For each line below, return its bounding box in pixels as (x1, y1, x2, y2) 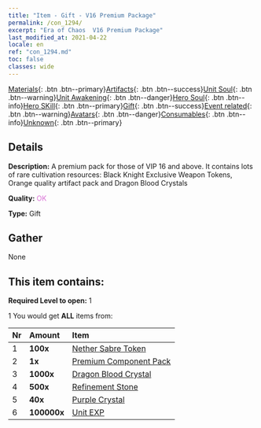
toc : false (8, 56, 44, 64)
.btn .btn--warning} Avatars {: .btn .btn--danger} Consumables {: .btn (8, 109, 226, 119)
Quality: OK (8, 194, 47, 203)
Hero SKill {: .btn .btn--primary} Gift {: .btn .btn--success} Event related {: (23, 101, 252, 110)
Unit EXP (72, 407, 105, 418)
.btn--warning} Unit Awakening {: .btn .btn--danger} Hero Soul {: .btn (8, 92, 225, 102)
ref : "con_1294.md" (8, 48, 72, 56)
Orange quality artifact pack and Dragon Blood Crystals (8, 178, 188, 187)
